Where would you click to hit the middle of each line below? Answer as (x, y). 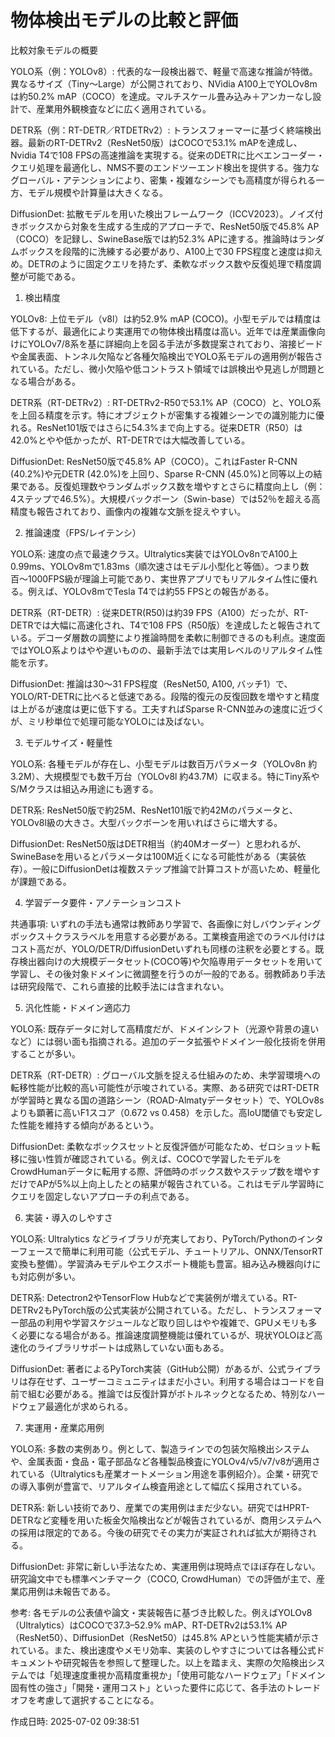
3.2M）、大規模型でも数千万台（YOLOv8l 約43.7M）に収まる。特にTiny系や (165, 776)
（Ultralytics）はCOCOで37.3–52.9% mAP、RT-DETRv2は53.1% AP (149, 1625)
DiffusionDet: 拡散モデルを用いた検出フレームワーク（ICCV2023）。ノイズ (162, 213)
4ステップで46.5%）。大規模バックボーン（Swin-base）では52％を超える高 (165, 498)
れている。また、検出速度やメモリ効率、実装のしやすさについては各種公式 (163, 1650)
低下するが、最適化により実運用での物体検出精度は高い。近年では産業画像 (163, 331)
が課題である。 (41, 881)
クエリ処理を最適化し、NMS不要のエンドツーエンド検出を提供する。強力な (165, 167)
